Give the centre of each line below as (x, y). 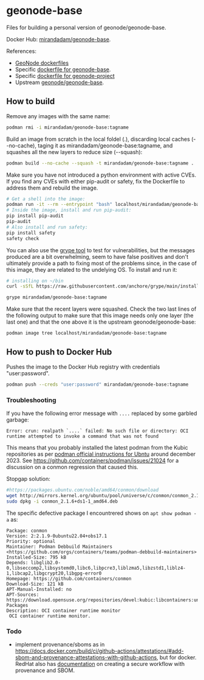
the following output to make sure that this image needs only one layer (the (100, 316)
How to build (31, 101)
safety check (23, 238)
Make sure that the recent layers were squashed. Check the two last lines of (101, 309)
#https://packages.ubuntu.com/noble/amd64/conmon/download (83, 490)
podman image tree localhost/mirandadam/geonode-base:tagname (87, 333)
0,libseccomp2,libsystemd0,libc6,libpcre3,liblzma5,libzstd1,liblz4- (96, 568)
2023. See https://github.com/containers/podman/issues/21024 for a (93, 460)
